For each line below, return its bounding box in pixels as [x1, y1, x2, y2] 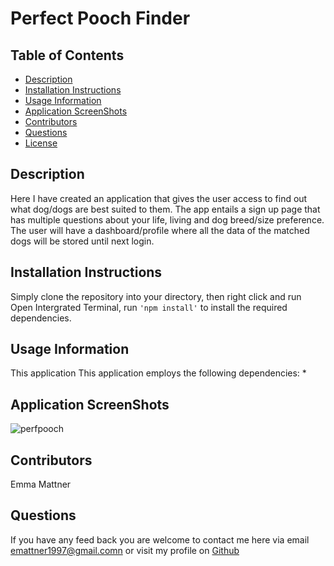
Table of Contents [10, 47, 125, 64]
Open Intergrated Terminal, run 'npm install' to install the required [10, 301, 288, 313]
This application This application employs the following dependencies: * [10, 367, 307, 379]
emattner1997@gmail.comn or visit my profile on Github [10, 544, 240, 556]
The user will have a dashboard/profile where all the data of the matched [10, 224, 310, 236]
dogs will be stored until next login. [10, 235, 155, 247]
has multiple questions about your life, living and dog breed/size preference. [10, 213, 325, 226]
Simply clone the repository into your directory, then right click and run [10, 290, 302, 302]
